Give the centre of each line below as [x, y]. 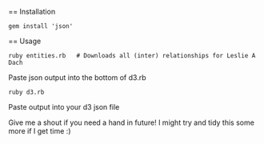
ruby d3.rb [26, 92]
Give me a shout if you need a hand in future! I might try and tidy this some [131, 122]
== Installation [32, 12]
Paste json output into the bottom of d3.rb [77, 78]
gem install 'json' [41, 26]
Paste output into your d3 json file [64, 107]
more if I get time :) [40, 131]
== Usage [25, 41]
